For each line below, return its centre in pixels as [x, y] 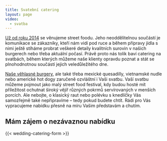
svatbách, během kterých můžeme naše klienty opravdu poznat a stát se [80, 59]
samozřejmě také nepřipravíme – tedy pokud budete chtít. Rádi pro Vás [78, 101]
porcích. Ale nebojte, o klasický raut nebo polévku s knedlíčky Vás [73, 95]
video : [12, 19]
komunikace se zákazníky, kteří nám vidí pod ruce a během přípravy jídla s [82, 43]
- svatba [19, 24]
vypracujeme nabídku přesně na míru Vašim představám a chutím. [73, 106]
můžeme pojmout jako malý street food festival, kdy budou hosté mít [76, 85]
